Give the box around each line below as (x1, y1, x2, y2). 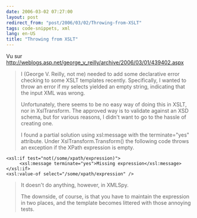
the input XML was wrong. (20, 90, 85, 96)
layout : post (6, 14, 39, 20)
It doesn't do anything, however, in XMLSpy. (20, 182, 129, 188)
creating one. (20, 120, 53, 127)
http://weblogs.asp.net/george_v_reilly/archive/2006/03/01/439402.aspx (6, 59, 184, 66)
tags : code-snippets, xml (6, 25, 70, 31)
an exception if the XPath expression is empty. (20, 144, 135, 151)
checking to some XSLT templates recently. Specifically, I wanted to (20, 77, 187, 84)
